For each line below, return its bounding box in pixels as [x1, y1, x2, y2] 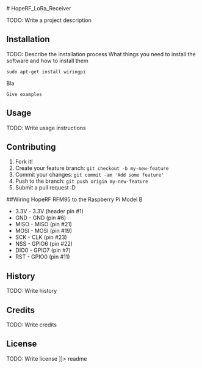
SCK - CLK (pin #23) [15, 234, 67, 241]
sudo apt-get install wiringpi [6, 68, 86, 75]
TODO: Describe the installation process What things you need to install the [6, 50, 197, 57]
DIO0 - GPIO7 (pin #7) [15, 246, 71, 254]
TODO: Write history [6, 287, 57, 295]
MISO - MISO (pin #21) [15, 221, 72, 228]
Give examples [6, 91, 43, 97]
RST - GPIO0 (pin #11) [15, 253, 70, 260]
